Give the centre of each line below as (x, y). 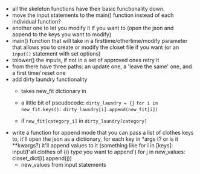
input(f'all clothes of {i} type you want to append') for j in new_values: (98, 152)
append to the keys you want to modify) (62, 34)
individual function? (37, 21)
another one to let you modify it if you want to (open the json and (93, 28)
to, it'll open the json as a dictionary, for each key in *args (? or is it (95, 139)
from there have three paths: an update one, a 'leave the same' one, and (102, 66)
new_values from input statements (64, 165)
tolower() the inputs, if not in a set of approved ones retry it (85, 60)
